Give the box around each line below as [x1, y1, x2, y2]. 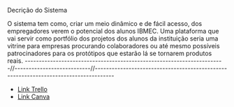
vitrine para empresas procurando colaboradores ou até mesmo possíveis [7, 42, 220, 50]
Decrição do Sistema [7, 6, 68, 14]
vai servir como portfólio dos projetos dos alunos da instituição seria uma [7, 34, 219, 43]
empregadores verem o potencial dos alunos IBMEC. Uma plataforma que [7, 27, 219, 35]
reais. [7, 57, 24, 65]
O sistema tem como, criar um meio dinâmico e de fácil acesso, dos [7, 20, 203, 27]
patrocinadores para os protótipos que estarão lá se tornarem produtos [7, 49, 212, 57]
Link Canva [17, 92, 50, 101]
